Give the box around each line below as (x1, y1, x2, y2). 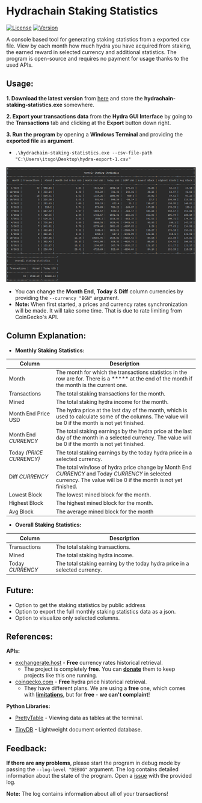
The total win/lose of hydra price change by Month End (56, 463, 192, 471)
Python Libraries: (6, 703, 50, 710)
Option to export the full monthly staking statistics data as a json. (14, 608, 176, 615)
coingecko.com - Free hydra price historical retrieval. (14, 678, 147, 686)
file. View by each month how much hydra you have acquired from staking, (6, 42, 192, 49)
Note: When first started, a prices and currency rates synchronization (14, 301, 188, 308)
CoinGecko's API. (14, 313, 59, 320)
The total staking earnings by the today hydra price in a (56, 449, 192, 456)
